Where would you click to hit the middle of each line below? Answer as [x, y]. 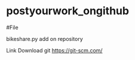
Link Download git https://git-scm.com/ [54, 50]
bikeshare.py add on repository [45, 39]
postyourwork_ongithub [68, 11]
